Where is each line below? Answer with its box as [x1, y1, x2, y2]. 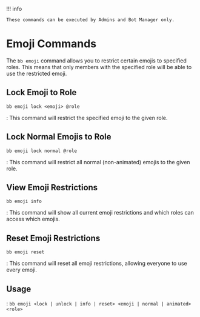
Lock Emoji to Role [6, 87, 77, 98]
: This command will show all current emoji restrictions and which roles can [6, 209, 194, 216]
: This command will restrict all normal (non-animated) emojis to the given [6, 158, 190, 165]
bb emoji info [6, 198, 42, 205]
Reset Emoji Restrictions [6, 233, 101, 243]
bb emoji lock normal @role [6, 148, 78, 154]
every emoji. [6, 266, 38, 273]
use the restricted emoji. [6, 70, 67, 77]
